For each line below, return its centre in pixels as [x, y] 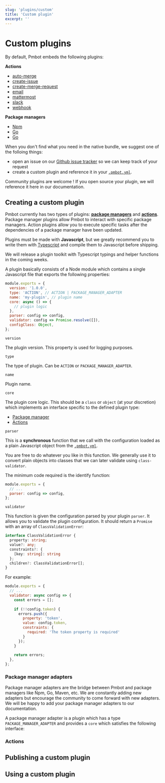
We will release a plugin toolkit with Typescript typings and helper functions [82, 254]
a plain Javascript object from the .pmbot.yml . [51, 445]
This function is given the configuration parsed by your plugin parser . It [78, 516]
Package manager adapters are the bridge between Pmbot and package [78, 688]
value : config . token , [45, 623]
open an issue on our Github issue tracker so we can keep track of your [85, 161]
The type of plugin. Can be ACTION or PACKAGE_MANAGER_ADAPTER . [69, 365]
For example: [18, 577]
